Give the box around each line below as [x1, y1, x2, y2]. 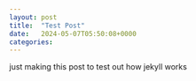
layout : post [9, 12, 58, 22]
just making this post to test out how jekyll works [9, 62, 188, 72]
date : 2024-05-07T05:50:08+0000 [9, 29, 137, 38]
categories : [9, 37, 53, 47]
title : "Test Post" [9, 21, 86, 30]
